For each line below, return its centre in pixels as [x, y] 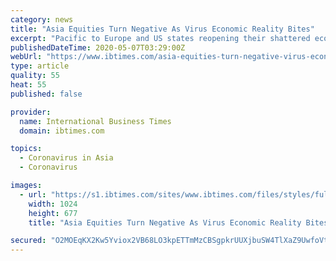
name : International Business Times [95, 121]
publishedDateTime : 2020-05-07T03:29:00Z [98, 47]
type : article [40, 66]
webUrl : [26, 57]
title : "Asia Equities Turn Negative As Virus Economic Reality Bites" [162, 29]
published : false [46, 94]
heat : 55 [28, 85]
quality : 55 [35, 76]
